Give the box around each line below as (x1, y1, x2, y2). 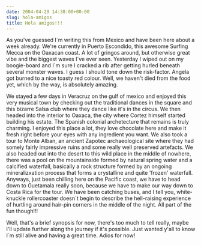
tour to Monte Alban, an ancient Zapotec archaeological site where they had (6, 138, 194, 145)
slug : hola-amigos (6, 14, 52, 20)
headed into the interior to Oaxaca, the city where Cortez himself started (6, 112, 186, 119)
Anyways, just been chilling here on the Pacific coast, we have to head (6, 175, 181, 183)
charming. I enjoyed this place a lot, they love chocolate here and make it (6, 124, 187, 132)
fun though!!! (6, 208, 38, 215)
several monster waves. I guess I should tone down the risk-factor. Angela (6, 68, 190, 76)
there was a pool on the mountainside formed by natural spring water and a (6, 157, 193, 164)
